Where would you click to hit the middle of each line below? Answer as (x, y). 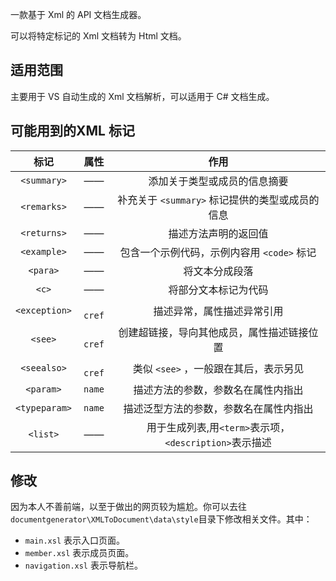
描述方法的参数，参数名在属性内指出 (218, 390)
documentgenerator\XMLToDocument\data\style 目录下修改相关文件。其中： (161, 519)
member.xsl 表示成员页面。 (79, 553)
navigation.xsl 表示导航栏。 (83, 565)
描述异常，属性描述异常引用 (218, 311)
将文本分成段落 (218, 271)
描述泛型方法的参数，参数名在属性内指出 (218, 408)
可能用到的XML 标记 (72, 131)
